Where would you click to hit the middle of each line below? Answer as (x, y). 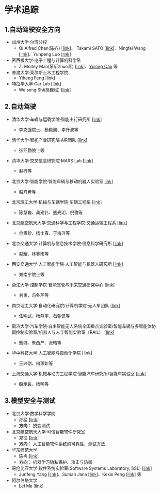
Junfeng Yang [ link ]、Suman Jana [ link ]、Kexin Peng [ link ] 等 (80, 474)
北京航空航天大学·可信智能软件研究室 (48, 432)
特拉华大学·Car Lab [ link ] (36, 84)
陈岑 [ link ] (29, 456)
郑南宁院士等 (32, 274)
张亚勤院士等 (32, 150)
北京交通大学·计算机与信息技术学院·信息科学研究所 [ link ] (67, 243)
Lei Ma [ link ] (31, 486)
